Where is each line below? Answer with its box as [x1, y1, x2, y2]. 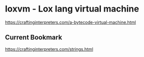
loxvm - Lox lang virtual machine [5, 3, 139, 14]
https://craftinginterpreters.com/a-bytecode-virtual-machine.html [5, 19, 136, 25]
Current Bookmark [5, 33, 62, 42]
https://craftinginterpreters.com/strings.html [5, 46, 94, 52]
